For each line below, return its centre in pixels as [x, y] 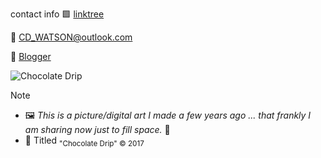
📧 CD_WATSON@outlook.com [71, 37]
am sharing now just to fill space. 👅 [97, 129]
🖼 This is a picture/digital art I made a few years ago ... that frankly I [168, 115]
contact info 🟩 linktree [57, 14]
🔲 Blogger [31, 56]
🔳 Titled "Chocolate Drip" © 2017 [84, 141]
